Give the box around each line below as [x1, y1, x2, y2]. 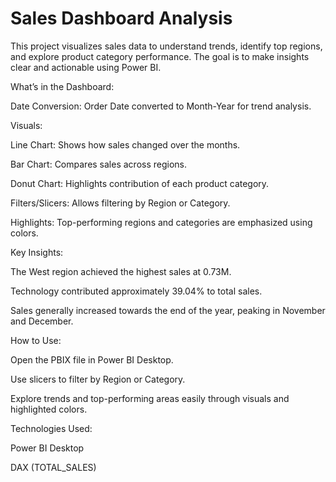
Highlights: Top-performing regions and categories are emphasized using [10, 216, 313, 228]
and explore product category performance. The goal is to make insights [10, 50, 310, 62]
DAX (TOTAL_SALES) [10, 461, 97, 473]
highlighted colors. [10, 403, 88, 415]
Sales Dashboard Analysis [10, 7, 233, 30]
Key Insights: [10, 246, 64, 258]
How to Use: [10, 334, 62, 346]
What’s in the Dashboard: [10, 80, 115, 92]
